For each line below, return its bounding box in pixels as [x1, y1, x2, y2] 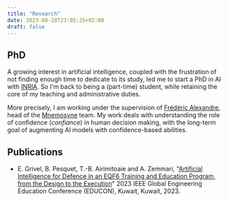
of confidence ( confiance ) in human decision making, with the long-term [7, 118, 216, 127]
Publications [7, 146, 63, 158]
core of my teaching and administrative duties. [7, 90, 141, 99]
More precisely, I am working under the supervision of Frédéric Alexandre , [7, 103, 221, 112]
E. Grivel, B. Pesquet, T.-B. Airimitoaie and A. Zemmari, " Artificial [17, 165, 203, 173]
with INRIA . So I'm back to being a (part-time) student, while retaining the [7, 82, 218, 91]
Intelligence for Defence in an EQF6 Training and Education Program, [17, 172, 216, 180]
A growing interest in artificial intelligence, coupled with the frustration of [7, 68, 217, 76]
